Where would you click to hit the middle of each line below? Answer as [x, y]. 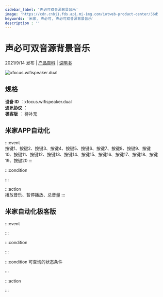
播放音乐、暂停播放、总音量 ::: [35, 195]
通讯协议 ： [16, 108]
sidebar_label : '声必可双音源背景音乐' [42, 9]
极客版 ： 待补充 [21, 114]
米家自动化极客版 [31, 212]
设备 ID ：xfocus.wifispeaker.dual [38, 102]
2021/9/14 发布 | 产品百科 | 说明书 [39, 63]
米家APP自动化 [27, 131]
